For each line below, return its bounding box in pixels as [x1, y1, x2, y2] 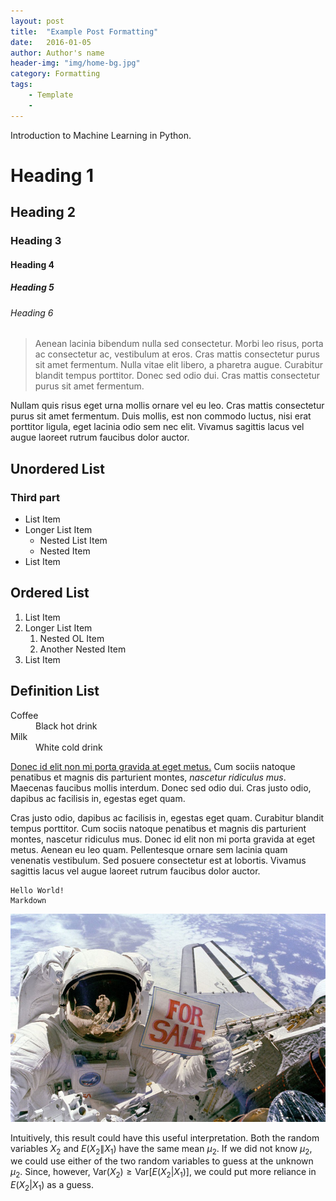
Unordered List [10, 460, 105, 477]
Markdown [10, 895, 47, 905]
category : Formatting [10, 69, 101, 79]
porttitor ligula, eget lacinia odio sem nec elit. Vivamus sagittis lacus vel [10, 421, 305, 433]
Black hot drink [35, 720, 98, 732]
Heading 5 [10, 281, 55, 294]
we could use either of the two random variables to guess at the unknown [10, 1155, 314, 1167]
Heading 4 [10, 258, 55, 270]
